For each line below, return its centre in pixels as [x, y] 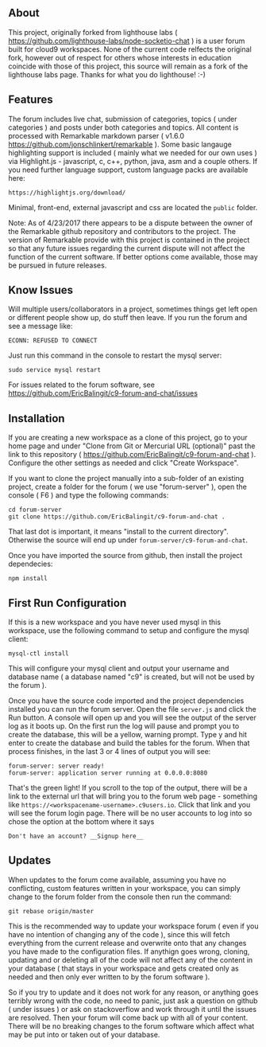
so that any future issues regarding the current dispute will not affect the [127, 248]
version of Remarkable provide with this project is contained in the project [129, 240]
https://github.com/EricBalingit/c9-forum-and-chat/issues [103, 393]
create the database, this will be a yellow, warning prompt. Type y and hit [128, 735]
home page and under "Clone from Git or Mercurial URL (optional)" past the [132, 446]
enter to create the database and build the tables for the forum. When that [129, 743]
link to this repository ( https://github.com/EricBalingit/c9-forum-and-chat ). [132, 455]
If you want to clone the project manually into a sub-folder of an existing [126, 479]
